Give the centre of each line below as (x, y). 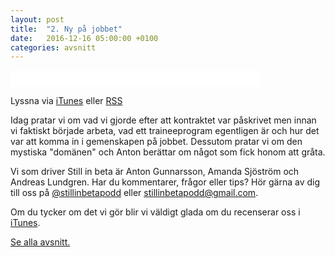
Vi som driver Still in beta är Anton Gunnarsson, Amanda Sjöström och (155, 172)
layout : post (37, 19)
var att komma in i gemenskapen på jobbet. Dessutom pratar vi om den (156, 142)
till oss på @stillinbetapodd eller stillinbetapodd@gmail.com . (134, 193)
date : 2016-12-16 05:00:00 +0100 (84, 38)
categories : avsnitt (53, 47)
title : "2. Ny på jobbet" (66, 29)
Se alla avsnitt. (40, 242)
